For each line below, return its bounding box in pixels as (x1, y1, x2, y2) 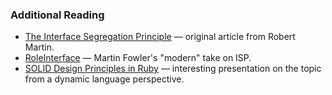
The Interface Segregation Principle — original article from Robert (24, 31, 296, 43)
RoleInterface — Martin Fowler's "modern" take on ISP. (24, 52, 252, 64)
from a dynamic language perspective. (24, 73, 185, 85)
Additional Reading (10, 8, 105, 22)
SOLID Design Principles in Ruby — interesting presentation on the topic (24, 63, 322, 75)
